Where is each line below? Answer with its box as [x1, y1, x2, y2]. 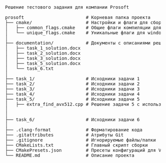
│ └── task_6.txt [5, 66, 54, 71]
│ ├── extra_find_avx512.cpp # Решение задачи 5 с [5, 102, 140, 107]
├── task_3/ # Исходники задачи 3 [5, 86, 140, 91]
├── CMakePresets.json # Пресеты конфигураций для [5, 148, 156, 153]
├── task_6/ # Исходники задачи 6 [5, 117, 140, 122]
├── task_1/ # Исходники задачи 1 [5, 76, 140, 81]
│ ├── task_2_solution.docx [5, 51, 81, 56]
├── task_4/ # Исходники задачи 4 [5, 91, 140, 97]
